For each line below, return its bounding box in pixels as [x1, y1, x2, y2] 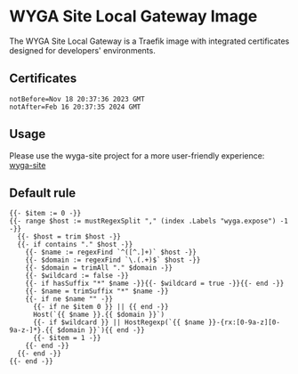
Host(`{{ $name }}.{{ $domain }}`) [32, 310, 165, 320]
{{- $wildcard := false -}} [25, 272, 129, 280]
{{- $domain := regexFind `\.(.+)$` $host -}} [25, 256, 201, 264]
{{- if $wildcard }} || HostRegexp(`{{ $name [32, 318, 205, 327]
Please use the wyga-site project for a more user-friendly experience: [9, 150, 265, 161]
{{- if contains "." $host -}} [17, 240, 133, 249]
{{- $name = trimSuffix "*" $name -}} [25, 287, 169, 296]
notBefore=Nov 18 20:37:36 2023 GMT [9, 94, 145, 103]
